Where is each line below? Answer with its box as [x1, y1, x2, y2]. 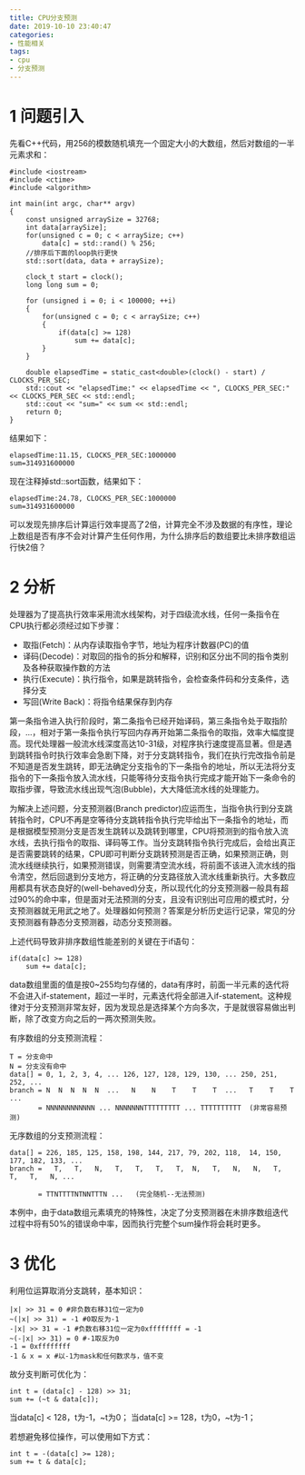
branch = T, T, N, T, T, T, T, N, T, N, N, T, [9, 1164, 282, 1173]
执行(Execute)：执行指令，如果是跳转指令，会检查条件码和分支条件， [22, 673, 281, 684]
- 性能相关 [9, 38, 45, 48]
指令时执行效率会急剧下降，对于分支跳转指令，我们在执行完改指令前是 [33, 749, 296, 760]
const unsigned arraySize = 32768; [25, 214, 161, 224]
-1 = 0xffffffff [9, 1341, 71, 1350]
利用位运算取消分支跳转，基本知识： [9, 1285, 145, 1296]
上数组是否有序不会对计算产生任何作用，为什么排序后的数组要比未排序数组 [9, 530, 288, 541]
